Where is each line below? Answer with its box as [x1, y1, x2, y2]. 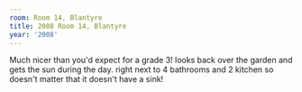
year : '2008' [9, 30, 59, 39]
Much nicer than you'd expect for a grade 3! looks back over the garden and [9, 55, 293, 66]
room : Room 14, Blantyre [9, 13, 103, 23]
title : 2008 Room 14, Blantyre [9, 22, 127, 31]
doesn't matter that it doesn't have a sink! [9, 74, 164, 85]
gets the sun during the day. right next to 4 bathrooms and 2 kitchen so [9, 64, 274, 75]
